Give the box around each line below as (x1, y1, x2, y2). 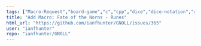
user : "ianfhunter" (6, 25, 55, 32)
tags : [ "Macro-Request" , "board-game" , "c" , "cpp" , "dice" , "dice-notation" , (6, 8, 191, 15)
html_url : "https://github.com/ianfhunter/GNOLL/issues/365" (6, 20, 162, 26)
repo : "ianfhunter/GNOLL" (6, 31, 71, 37)
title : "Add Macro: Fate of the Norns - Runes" (6, 14, 127, 20)
